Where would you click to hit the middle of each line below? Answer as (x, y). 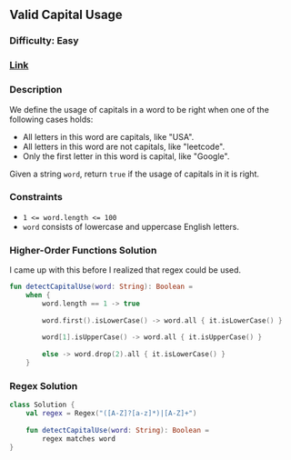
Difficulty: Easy (44, 41)
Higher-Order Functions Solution (83, 250)
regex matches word (79, 439)
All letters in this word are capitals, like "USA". (108, 136)
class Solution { (42, 405)
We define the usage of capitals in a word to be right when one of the (140, 109)
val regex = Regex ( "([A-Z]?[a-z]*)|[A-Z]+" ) (111, 414)
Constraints (36, 197)
